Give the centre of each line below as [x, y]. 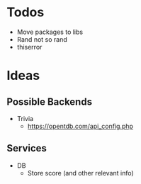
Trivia [25, 118]
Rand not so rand [42, 39]
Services [27, 148]
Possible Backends [50, 102]
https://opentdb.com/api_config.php [80, 126]
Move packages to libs [50, 32]
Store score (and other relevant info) [80, 173]
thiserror [29, 47]
